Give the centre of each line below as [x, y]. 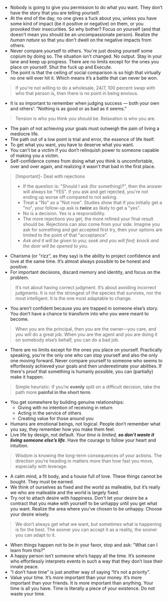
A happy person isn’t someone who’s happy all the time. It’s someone [82, 556]
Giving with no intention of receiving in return [65, 408]
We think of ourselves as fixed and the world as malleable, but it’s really [85, 487]
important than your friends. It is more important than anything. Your [82, 583]
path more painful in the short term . [53, 392]
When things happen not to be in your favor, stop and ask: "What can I [84, 545]
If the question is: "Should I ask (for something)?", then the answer [92, 186]
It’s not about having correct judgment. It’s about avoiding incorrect [86, 287]
